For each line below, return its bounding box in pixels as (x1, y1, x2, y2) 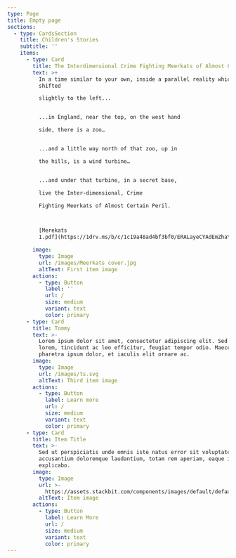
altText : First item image (38, 266, 118, 273)
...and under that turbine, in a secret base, (38, 176, 178, 183)
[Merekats (38, 227, 68, 234)
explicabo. (38, 462, 71, 469)
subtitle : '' (20, 43, 58, 50)
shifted (38, 82, 61, 89)
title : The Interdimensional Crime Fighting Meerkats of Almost (32, 63, 225, 70)
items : (20, 50, 39, 57)
